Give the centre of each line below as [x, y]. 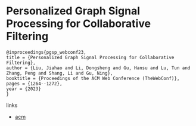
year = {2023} [24, 89]
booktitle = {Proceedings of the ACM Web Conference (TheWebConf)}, [93, 78]
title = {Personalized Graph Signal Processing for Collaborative [90, 57]
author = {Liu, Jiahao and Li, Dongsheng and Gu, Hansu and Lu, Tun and [98, 68]
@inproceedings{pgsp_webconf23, [46, 52]
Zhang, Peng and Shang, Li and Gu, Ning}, [60, 73]
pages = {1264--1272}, [34, 84]
